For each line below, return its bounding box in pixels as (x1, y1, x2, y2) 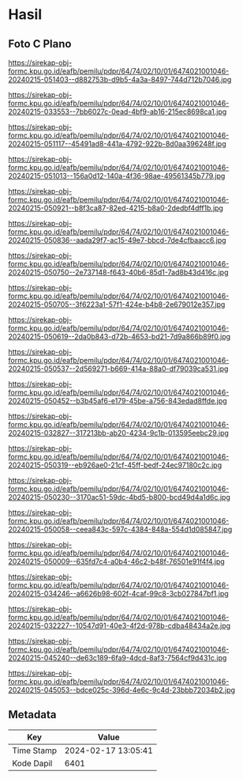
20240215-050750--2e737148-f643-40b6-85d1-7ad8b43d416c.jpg (8, 267, 229, 277)
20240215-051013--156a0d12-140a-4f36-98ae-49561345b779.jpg (8, 172, 226, 180)
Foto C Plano (8, 37, 72, 51)
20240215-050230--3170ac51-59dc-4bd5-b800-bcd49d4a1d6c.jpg (8, 493, 231, 501)
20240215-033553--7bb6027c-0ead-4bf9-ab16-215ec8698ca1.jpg (8, 107, 227, 116)
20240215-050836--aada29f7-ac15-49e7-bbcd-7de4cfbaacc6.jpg (8, 236, 226, 244)
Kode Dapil (12, 758, 53, 769)
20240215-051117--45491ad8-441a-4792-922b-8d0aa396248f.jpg (8, 139, 226, 148)
